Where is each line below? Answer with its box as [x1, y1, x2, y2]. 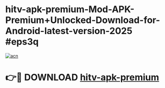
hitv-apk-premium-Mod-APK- [5, 4, 134, 15]
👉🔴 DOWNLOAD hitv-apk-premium [5, 72, 159, 83]
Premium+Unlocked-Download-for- [5, 14, 160, 26]
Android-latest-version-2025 [5, 25, 133, 37]
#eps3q [5, 36, 39, 48]
